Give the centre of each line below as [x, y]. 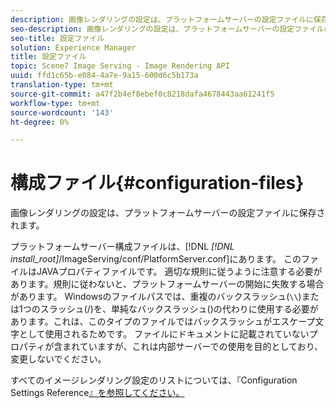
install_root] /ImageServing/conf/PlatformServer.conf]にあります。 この [156, 259]
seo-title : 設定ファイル [57, 38]
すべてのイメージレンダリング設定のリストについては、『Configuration [154, 380]
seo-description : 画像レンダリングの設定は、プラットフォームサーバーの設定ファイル [167, 29]
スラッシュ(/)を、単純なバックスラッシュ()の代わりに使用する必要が [179, 309]
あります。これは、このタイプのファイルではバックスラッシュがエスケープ [163, 322]
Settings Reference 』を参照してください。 [97, 393]
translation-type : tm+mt [62, 85]
